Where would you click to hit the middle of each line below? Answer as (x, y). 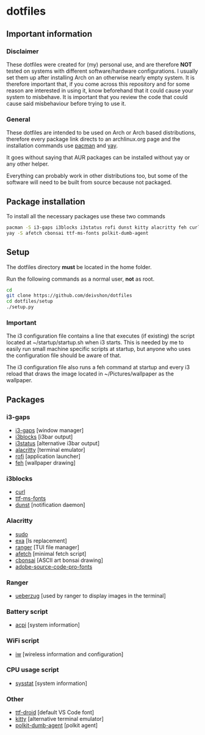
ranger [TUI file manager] (47, 547)
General (18, 119)
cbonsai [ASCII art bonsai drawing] (59, 560)
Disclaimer (23, 51)
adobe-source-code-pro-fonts (54, 566)
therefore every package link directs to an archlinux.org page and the (93, 139)
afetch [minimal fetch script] (51, 553)
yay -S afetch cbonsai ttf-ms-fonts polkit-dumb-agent (77, 233)
